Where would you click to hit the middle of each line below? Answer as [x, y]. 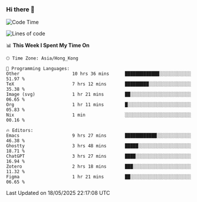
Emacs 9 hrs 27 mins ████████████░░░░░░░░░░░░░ [99, 136]
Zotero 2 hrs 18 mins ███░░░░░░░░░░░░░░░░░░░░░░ [99, 167]
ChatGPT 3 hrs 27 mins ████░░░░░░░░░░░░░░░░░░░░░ [99, 156]
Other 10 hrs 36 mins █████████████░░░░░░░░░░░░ [99, 74]
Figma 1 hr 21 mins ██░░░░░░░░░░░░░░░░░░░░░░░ [99, 177]
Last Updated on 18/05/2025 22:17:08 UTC [58, 193]
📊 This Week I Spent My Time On [48, 45]
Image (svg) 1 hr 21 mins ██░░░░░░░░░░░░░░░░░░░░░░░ [99, 95]
